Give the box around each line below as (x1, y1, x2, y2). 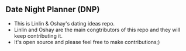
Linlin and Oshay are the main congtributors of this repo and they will (13, 26, 181, 33)
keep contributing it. (13, 32, 63, 39)
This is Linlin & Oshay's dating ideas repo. (13, 20, 115, 27)
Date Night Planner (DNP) (5, 5, 100, 14)
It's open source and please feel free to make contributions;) (13, 38, 160, 45)
